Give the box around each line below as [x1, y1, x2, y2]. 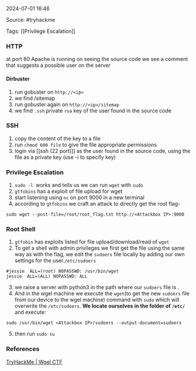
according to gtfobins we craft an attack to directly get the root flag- [14, 200, 180, 207]
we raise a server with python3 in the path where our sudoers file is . [14, 284, 180, 291]
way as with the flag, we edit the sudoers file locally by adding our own [14, 251, 185, 258]
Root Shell [6, 225, 36, 233]
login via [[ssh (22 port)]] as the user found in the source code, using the [14, 147, 191, 154]
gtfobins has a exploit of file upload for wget [14, 188, 123, 195]
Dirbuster [6, 75, 30, 82]
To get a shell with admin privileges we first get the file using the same [14, 244, 185, 251]
